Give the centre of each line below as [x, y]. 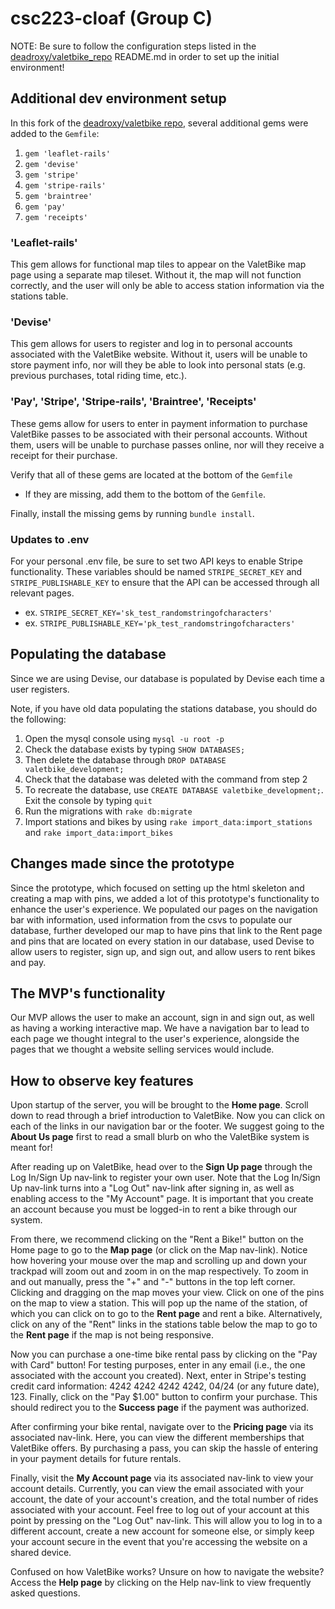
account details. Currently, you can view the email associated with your [157, 1489]
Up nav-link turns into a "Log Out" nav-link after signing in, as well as [152, 1188]
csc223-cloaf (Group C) [111, 18]
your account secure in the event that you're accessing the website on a [159, 1542]
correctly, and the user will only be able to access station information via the [167, 286]
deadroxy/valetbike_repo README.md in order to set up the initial [145, 56]
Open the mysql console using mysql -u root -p [124, 738]
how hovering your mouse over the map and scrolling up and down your [158, 1261]
